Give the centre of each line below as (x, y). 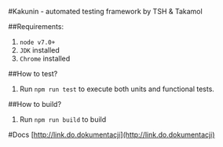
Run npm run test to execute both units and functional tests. (117, 89)
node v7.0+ (37, 42)
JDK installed (40, 50)
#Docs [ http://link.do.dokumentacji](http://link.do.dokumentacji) (111, 134)
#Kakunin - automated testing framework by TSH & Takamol (105, 11)
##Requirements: (36, 26)
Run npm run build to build (63, 119)
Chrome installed (45, 59)
